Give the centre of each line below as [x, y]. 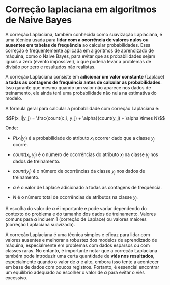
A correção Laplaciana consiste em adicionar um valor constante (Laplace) [85, 76]
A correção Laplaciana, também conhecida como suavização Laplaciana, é [84, 34]
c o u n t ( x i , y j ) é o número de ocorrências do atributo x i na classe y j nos [85, 155]
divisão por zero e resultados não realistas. [50, 67]
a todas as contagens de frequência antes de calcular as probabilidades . [83, 82]
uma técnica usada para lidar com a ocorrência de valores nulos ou [77, 40]
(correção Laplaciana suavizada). [40, 225]
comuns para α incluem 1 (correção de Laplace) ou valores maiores [76, 219]
